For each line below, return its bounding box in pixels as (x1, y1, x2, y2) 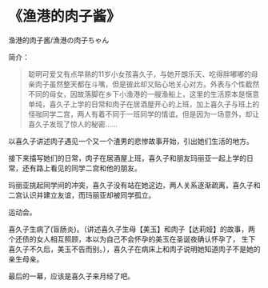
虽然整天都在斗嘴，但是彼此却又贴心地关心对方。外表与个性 (49, 79, 246, 89)
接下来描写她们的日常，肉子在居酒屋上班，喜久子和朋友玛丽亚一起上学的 (8, 153, 246, 162)
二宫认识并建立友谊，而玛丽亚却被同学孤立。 (8, 190, 156, 200)
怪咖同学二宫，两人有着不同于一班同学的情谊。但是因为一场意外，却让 (27, 109, 260, 118)
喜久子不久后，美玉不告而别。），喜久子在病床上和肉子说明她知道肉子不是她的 (8, 244, 261, 254)
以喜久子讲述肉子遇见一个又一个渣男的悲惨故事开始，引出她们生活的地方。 (8, 136, 254, 146)
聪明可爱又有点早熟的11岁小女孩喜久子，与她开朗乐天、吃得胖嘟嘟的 (27, 69, 252, 78)
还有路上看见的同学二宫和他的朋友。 (22, 163, 142, 173)
